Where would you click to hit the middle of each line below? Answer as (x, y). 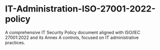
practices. (15, 42)
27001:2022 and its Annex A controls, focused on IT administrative (72, 37)
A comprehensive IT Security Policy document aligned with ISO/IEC (73, 32)
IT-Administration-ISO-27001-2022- (80, 9)
